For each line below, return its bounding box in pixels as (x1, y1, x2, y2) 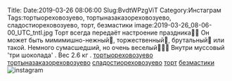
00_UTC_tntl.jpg (7, 28, 53, 37)
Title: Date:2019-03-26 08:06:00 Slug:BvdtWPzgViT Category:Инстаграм (7, 6, 221, 14)
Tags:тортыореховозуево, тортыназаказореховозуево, (7, 13, 172, 22)
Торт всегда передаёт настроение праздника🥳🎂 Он (54, 28, 210, 37)
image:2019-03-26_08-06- (134, 21, 212, 29)
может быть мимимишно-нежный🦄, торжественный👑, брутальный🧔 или (7, 36, 225, 44)
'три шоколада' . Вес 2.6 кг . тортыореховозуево (7, 51, 153, 59)
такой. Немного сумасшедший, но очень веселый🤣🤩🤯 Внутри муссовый (7, 44, 225, 51)
